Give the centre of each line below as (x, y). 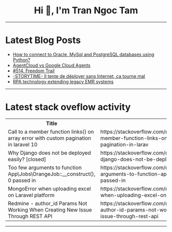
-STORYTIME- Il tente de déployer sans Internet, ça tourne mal (79, 76)
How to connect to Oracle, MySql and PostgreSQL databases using (83, 54)
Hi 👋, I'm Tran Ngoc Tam (86, 10)
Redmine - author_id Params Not (48, 203)
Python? (21, 60)
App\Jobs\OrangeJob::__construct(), (52, 174)
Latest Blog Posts (43, 40)
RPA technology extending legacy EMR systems (63, 81)
